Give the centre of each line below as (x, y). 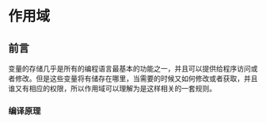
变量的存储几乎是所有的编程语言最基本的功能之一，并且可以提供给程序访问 (129, 69)
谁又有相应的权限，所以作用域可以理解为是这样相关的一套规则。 (112, 88)
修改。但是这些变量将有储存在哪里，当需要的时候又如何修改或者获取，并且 (136, 79)
